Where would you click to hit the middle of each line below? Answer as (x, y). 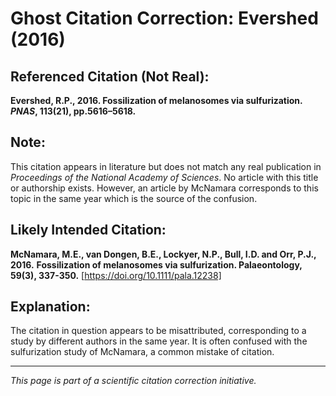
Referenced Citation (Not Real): (110, 76)
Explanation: (50, 307)
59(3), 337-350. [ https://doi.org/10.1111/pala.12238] (116, 275)
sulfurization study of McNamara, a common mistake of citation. (142, 352)
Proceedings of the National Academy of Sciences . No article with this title (164, 177)
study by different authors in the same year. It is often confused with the (159, 341)
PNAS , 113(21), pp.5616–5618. (73, 111)
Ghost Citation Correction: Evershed (164, 18)
